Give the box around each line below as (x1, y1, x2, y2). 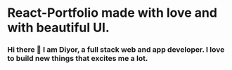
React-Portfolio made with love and (7, 5, 218, 21)
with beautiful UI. (7, 20, 110, 36)
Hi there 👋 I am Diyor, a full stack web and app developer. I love (7, 45, 225, 55)
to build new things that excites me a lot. (7, 54, 148, 64)
